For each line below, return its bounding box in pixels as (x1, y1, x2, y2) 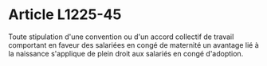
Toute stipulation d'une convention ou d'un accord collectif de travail (8, 32, 234, 41)
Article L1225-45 (8, 6, 122, 24)
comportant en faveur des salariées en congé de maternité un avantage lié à (8, 40, 259, 49)
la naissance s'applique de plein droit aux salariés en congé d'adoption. (8, 49, 244, 58)
